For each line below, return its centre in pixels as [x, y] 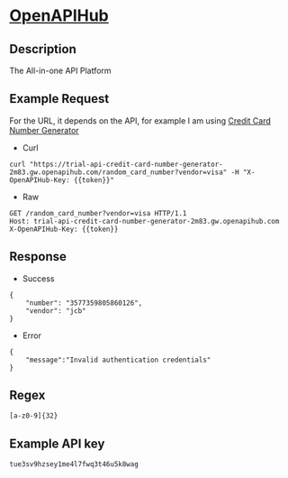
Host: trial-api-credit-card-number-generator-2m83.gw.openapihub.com [144, 221]
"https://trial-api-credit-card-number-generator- [126, 164]
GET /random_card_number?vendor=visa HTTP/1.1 [98, 213]
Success [38, 278]
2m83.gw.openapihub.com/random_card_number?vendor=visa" [118, 172]
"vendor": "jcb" [56, 311]
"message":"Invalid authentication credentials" [118, 360]
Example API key [57, 443]
